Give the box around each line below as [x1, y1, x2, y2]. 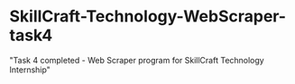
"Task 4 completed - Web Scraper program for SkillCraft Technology [9, 55, 264, 65]
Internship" [9, 64, 51, 75]
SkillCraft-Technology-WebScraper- [9, 6, 287, 27]
